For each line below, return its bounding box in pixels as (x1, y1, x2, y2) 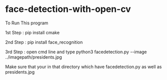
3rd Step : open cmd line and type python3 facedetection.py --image (5, 49, 147, 55)
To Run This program (5, 20, 48, 26)
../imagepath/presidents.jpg (5, 54, 62, 60)
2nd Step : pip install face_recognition (5, 39, 83, 45)
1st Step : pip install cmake (5, 29, 60, 35)
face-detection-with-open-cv (5, 3, 131, 15)
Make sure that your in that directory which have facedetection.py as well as (5, 64, 162, 70)
